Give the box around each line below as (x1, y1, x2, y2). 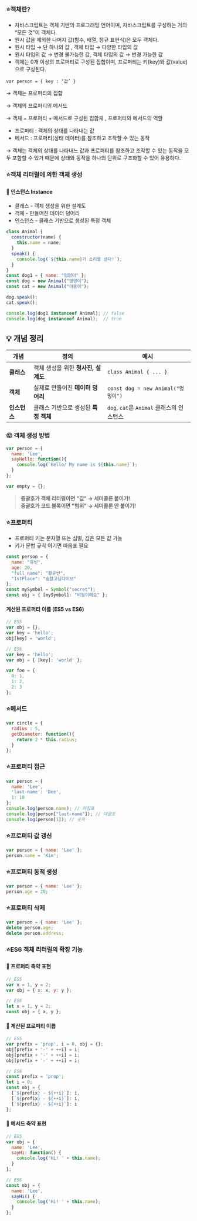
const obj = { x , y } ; (6, 1009, 62, 1015)
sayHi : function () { (11, 1150, 62, 1156)
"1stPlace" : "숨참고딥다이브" (11, 575, 77, 581)
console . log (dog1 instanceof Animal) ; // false (6, 310, 125, 316)
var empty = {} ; (6, 483, 46, 489)
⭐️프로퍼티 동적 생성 (6, 868, 57, 876)
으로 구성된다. (14, 66, 47, 73)
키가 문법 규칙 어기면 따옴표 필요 (14, 542, 89, 549)
